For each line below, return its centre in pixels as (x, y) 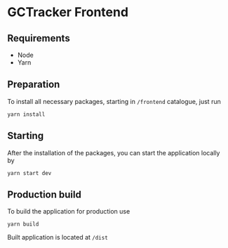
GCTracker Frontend (68, 12)
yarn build (23, 224)
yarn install (26, 114)
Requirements (39, 38)
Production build (45, 195)
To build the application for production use (69, 211)
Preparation (34, 85)
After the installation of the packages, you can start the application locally (114, 152)
